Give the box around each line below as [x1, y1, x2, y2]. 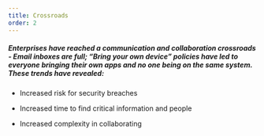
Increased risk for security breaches [19, 89, 138, 98]
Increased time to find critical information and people [19, 104, 192, 113]
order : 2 [8, 19, 37, 27]
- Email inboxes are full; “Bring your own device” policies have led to [8, 52, 239, 62]
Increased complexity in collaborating [19, 119, 142, 129]
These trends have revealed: [8, 69, 105, 78]
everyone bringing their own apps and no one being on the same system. [8, 60, 253, 70]
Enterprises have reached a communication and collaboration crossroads [8, 43, 256, 53]
